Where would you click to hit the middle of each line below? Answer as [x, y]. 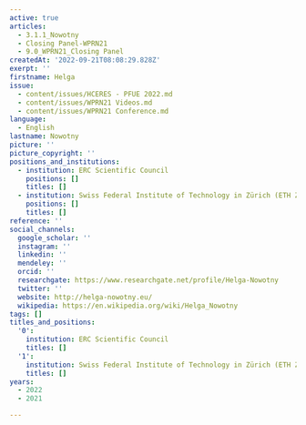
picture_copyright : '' [52, 153]
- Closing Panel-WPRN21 [62, 43]
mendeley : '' [42, 263]
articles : [28, 26]
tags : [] [26, 314]
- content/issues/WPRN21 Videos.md [85, 102]
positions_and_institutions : [65, 162]
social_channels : [42, 229]
